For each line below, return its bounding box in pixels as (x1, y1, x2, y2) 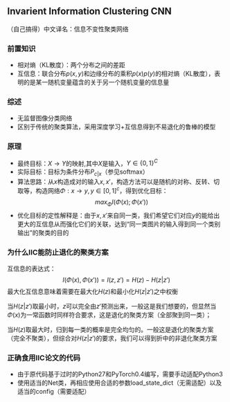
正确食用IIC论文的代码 (7, 353, 81, 363)
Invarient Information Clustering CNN (7, 6, 172, 17)
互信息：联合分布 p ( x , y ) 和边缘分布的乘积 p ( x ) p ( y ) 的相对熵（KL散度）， (17, 69, 215, 78)
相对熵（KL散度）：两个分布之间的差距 (17, 61, 126, 69)
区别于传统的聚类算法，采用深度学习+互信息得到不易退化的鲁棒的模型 (17, 122, 216, 131)
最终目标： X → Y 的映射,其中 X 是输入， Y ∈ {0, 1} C (17, 158, 158, 167)
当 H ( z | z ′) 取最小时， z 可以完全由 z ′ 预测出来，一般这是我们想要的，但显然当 (7, 302, 217, 310)
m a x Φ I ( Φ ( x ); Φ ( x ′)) (94, 197, 149, 208)
